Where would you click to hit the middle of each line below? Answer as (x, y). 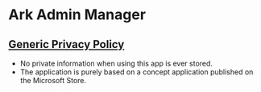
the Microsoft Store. (53, 80)
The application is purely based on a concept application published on (137, 72)
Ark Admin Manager (77, 15)
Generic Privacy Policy (66, 44)
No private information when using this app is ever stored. (116, 63)
